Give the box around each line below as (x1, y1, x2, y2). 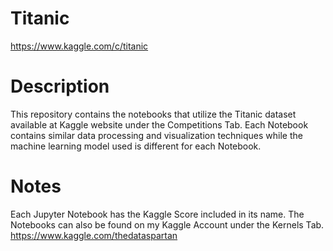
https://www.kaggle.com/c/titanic (10, 40, 149, 52)
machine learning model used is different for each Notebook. (10, 140, 262, 152)
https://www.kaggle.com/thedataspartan (10, 229, 178, 241)
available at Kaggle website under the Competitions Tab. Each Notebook (10, 118, 309, 131)
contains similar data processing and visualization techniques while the (10, 129, 303, 141)
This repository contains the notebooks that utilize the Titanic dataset (10, 108, 297, 120)
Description (10, 75, 110, 98)
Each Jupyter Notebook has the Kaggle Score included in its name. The (10, 208, 305, 220)
